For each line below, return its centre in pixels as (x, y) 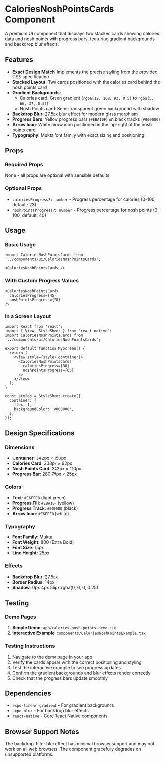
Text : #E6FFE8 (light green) (39, 497)
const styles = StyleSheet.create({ (43, 396)
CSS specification (30, 77)
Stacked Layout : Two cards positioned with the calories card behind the (86, 82)
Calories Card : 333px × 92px (42, 463)
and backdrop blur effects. (32, 44)
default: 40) (34, 215)
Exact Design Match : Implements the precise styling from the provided (85, 72)
